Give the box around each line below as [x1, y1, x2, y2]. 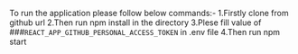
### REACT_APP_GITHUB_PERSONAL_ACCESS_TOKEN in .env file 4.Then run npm [9, 27, 281, 37]
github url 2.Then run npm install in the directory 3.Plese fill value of [9, 17, 262, 28]
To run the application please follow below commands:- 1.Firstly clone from [9, 8, 289, 18]
